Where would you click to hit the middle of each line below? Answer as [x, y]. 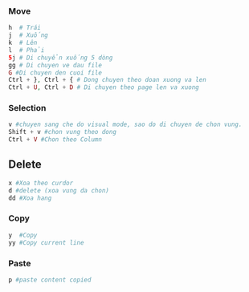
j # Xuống [28, 35]
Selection [27, 108]
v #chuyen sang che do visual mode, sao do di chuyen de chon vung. [125, 125]
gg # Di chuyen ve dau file [55, 65]
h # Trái [25, 28]
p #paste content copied [50, 280]
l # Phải [27, 50]
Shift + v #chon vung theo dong [62, 132]
